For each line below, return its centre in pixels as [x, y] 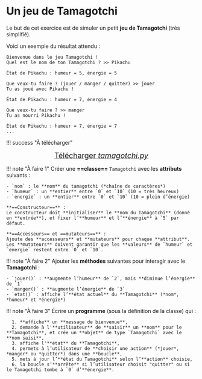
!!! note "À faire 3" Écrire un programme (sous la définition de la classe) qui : [101, 311]
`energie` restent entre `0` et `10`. [55, 249]
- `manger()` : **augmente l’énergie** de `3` [66, 289]
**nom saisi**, [25, 338]
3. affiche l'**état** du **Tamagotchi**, [66, 343]
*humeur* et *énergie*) [36, 300]
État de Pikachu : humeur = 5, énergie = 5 [62, 73]
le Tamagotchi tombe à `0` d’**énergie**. [60, 370]
